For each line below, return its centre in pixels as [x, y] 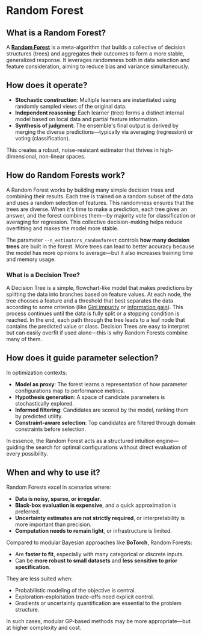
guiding [16, 447]
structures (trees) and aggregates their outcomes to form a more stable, [95, 54]
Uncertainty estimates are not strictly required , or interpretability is [100, 518]
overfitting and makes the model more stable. [63, 228]
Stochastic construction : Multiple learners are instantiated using [95, 99]
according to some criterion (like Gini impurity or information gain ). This [95, 307]
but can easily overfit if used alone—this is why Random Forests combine [97, 333]
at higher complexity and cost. [44, 627]
